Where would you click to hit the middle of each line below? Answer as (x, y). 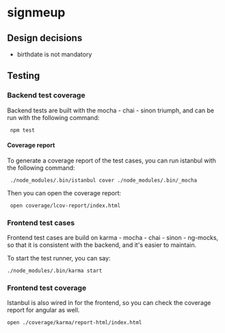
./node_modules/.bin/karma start (55, 271)
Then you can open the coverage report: (64, 193)
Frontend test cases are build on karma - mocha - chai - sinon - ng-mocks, (113, 238)
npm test (23, 130)
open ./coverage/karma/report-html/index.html (75, 323)
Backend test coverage (46, 95)
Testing (24, 76)
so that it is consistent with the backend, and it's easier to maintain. (102, 245)
